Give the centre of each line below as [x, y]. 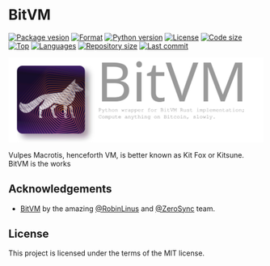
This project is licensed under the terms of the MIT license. [106, 253]
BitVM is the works [40, 163]
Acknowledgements [60, 189]
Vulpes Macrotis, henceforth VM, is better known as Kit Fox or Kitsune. [127, 154]
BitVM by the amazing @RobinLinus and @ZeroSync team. [118, 209]
